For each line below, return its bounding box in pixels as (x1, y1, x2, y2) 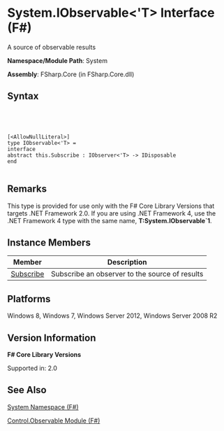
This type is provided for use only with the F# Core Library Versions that (7, 202, 215, 210)
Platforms (7, 292, 51, 305)
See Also (7, 384, 47, 396)
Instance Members (7, 236, 91, 248)
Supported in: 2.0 (7, 364, 58, 372)
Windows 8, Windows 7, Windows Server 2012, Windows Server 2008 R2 (7, 311, 218, 320)
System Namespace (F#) (7, 402, 79, 411)
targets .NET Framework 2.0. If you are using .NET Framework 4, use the (7, 209, 216, 218)
